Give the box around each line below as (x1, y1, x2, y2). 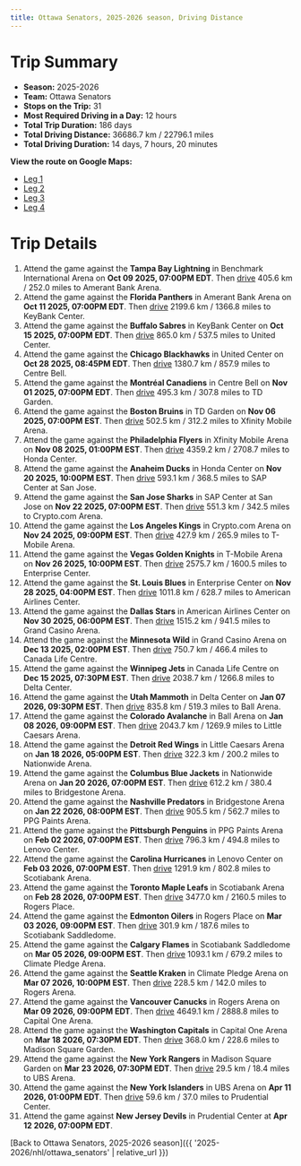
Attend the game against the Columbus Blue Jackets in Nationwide (22, 767, 272, 778)
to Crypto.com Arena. (22, 510, 104, 521)
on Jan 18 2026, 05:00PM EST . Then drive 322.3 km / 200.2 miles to (22, 748, 279, 759)
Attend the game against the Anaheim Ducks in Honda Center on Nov (22, 462, 282, 473)
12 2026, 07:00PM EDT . (22, 1119, 113, 1130)
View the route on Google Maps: (10, 156, 133, 167)
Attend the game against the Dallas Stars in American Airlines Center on (22, 606, 290, 617)
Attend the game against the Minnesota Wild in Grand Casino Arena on (22, 634, 288, 645)
